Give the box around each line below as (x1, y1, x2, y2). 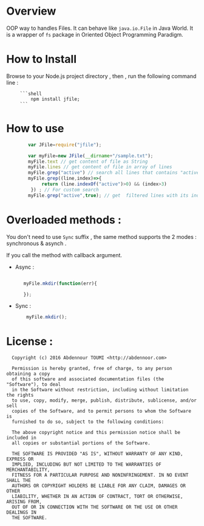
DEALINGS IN (6, 510, 36, 516)
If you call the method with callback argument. (6, 251, 123, 258)
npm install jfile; (30, 96, 80, 102)
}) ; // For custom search (30, 187, 99, 193)
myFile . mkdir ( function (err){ (23, 280, 97, 286)
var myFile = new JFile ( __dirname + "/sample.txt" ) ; (28, 152, 154, 159)
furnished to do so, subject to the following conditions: (12, 419, 165, 425)
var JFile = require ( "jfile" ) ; (28, 141, 102, 147)
